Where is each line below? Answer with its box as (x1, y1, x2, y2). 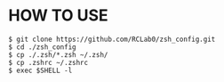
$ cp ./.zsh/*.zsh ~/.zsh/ (8, 50, 108, 59)
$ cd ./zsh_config (8, 42, 76, 52)
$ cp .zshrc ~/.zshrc (8, 58, 89, 67)
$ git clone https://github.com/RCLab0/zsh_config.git (8, 35, 216, 44)
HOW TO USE (8, 5, 108, 26)
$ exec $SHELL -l (8, 66, 73, 75)
